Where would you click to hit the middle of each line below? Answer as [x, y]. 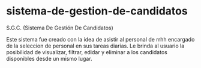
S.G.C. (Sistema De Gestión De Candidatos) [60, 28]
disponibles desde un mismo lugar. [49, 58]
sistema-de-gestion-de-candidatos [97, 11]
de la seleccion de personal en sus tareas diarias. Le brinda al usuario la [95, 46]
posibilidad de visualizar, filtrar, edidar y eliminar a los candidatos [87, 52]
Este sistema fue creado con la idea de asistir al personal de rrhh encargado [100, 39]
